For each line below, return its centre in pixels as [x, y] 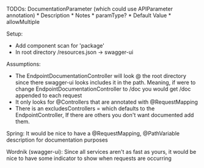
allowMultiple [23, 22]
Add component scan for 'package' [60, 46]
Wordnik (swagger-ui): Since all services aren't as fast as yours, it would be [101, 152]
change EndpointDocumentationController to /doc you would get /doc [103, 89]
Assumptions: [24, 64]
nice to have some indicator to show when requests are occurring [89, 158]
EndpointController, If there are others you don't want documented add [104, 115]
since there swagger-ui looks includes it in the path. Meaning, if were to [105, 82]
